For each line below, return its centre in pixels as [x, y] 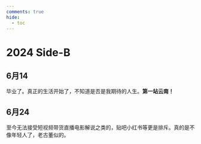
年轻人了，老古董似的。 [40, 135]
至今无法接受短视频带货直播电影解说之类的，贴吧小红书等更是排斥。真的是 [98, 128]
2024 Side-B [38, 52]
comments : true [25, 12]
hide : [13, 17]
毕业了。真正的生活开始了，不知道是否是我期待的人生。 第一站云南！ [90, 91]
